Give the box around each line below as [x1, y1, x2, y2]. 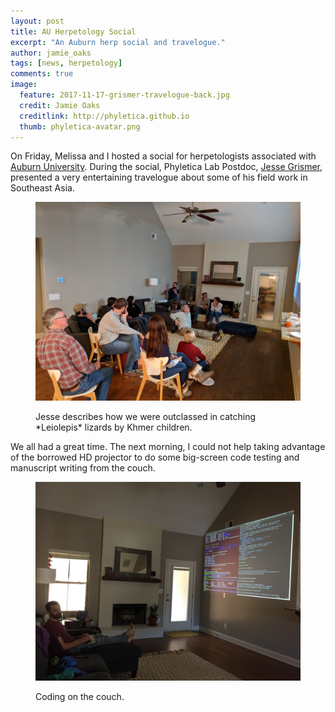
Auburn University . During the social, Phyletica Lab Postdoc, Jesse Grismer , [10, 161, 323, 173]
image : [10, 80, 38, 90]
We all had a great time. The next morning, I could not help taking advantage [10, 441, 326, 453]
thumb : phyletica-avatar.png [19, 121, 141, 132]
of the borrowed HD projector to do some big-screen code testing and [10, 451, 300, 464]
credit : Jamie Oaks [19, 100, 101, 110]
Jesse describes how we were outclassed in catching [35, 411, 257, 423]
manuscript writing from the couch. [10, 462, 156, 474]
